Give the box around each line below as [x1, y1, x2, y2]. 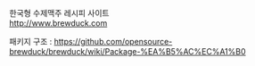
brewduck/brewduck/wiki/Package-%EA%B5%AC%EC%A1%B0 [9, 46, 247, 56]
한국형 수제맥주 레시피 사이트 [9, 8, 110, 18]
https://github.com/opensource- [53, 37, 173, 46]
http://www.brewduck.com [9, 18, 108, 29]
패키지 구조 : [9, 37, 53, 46]
